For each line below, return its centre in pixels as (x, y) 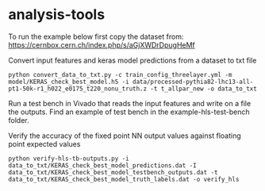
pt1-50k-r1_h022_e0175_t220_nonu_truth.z (78, 89)
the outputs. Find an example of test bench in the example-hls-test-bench (129, 112)
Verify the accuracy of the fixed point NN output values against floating (125, 136)
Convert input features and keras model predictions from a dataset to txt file (132, 60)
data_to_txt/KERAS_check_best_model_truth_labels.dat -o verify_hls (124, 179)
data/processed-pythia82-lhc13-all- (193, 82)
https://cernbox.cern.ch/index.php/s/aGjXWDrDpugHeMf (102, 44)
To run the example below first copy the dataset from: (96, 36)
